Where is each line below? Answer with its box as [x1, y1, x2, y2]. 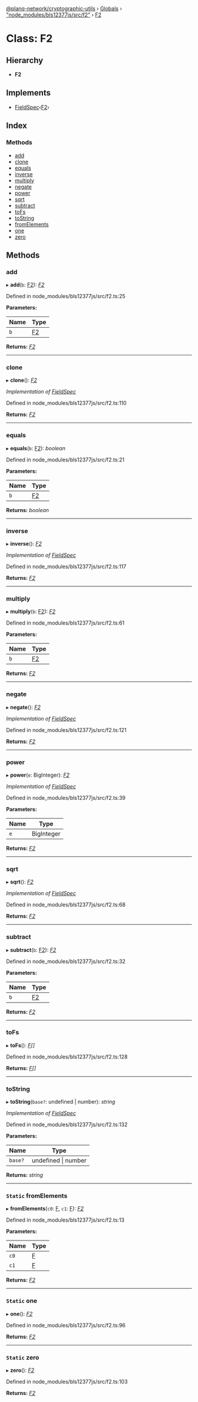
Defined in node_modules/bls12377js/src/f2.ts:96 [6, 1321, 126, 1328]
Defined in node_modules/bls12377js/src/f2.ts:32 [6, 958, 126, 965]
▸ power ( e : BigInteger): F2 [6, 771, 70, 778]
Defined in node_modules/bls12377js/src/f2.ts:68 [6, 901, 126, 908]
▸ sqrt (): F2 [6, 878, 34, 886]
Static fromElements [6, 1192, 68, 1200]
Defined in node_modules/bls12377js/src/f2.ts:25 [6, 293, 126, 300]
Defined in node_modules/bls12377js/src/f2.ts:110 [6, 400, 127, 407]
